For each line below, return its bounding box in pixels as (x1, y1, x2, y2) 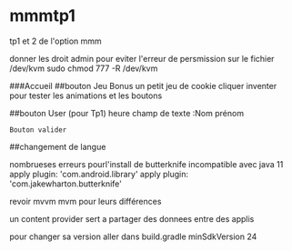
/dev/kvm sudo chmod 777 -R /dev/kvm (9, 63, 158, 74)
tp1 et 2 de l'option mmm (9, 35, 102, 46)
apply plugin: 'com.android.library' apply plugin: (9, 168, 189, 179)
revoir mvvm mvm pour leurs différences (9, 196, 162, 206)
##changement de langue (9, 141, 106, 152)
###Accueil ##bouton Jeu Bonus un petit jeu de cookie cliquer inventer (9, 80, 277, 91)
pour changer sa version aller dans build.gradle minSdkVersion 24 (9, 231, 257, 242)
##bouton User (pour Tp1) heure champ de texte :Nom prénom (9, 107, 244, 118)
